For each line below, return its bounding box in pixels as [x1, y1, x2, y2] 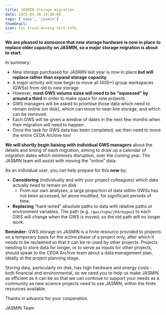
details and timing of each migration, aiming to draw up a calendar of [5, 147, 147, 153]
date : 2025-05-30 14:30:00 [5, 12, 61, 17]
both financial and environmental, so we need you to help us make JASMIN [5, 270, 159, 276]
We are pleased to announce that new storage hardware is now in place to [5, 39, 161, 45]
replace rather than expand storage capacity [12, 74, 107, 80]
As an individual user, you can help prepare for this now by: [5, 167, 127, 174]
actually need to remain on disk [12, 182, 77, 189]
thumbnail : [5, 21, 28, 26]
